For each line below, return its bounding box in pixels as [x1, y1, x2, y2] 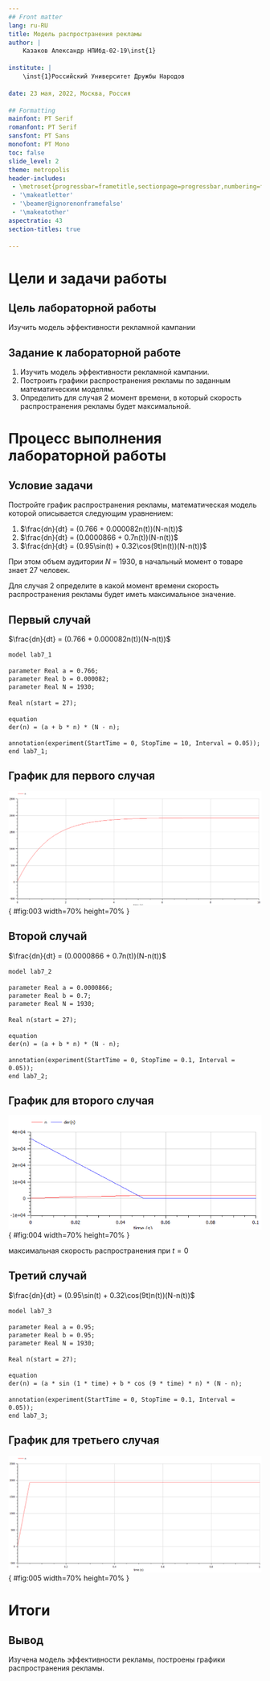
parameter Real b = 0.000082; [8, 675, 110, 683]
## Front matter [8, 13, 63, 21]
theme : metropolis [8, 166, 70, 174]
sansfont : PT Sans [8, 132, 70, 140]
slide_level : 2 [8, 157, 59, 165]
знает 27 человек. [8, 566, 71, 575]
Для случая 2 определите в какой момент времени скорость [8, 581, 219, 591]
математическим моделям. [19, 385, 115, 394]
